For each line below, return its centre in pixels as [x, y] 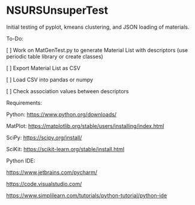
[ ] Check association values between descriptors [67, 91]
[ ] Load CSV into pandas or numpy [50, 79]
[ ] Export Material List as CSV [43, 68]
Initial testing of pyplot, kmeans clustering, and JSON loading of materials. [98, 27]
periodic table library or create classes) [55, 56]
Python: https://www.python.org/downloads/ [61, 114]
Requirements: [24, 103]
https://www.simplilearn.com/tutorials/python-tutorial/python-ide [87, 195]
